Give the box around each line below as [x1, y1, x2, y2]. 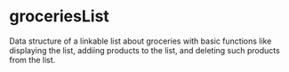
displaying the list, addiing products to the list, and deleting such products [9, 44, 280, 55]
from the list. [9, 54, 56, 65]
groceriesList [9, 6, 109, 27]
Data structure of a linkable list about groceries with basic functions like [9, 36, 272, 46]
